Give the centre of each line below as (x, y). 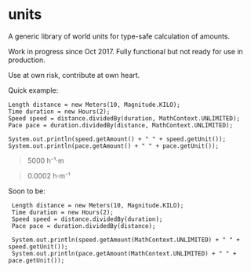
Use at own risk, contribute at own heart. (74, 75)
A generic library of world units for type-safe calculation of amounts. (119, 36)
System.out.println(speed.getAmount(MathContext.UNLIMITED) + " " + (126, 240)
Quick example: (33, 90)
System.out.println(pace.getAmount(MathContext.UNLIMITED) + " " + (124, 253)
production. (27, 60)
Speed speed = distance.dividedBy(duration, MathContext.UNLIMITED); (124, 118)
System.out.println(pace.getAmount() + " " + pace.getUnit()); (114, 146)
